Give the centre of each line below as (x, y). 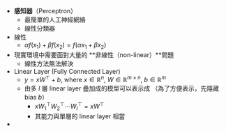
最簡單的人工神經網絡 (55, 19)
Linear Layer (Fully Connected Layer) (67, 71)
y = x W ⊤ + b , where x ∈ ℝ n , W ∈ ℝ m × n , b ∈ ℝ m (95, 79)
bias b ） (36, 97)
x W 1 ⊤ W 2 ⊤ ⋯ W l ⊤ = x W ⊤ (69, 107)
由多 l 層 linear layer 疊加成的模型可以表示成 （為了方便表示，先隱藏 (122, 88)
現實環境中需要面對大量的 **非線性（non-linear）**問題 (94, 54)
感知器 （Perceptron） (45, 11)
